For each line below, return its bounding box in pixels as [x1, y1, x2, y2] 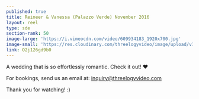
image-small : [6, 42, 38, 48]
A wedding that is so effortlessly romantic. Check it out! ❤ [6, 63, 149, 70]
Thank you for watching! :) [6, 86, 71, 93]
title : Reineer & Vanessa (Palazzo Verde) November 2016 [6, 14, 150, 20]
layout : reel [6, 19, 38, 25]
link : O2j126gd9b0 [6, 47, 52, 53]
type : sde [6, 25, 31, 31]
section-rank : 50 [6, 31, 49, 37]
